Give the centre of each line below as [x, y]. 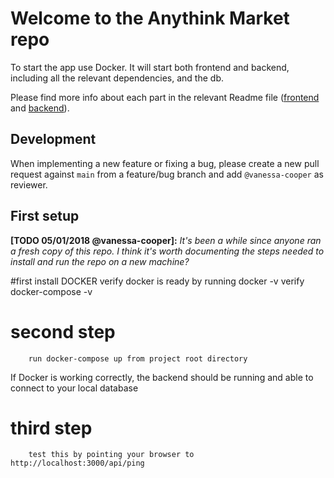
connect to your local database [74, 388]
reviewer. [29, 184]
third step [51, 428]
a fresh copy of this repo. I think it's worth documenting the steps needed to [167, 251]
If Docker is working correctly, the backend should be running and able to [162, 377]
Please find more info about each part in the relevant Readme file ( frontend [165, 97]
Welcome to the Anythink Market [150, 18]
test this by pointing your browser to [111, 455]
